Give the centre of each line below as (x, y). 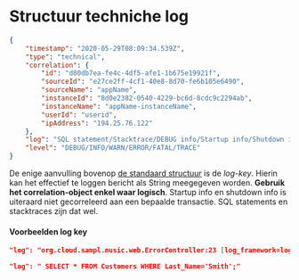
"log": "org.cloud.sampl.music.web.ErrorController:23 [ (117, 251)
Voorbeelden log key (48, 231)
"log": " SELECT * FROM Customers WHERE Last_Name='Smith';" (125, 267)
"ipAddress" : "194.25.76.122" (97, 123)
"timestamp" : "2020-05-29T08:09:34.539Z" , (105, 48)
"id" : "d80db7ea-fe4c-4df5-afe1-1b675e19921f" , (131, 73)
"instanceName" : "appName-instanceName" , (119, 106)
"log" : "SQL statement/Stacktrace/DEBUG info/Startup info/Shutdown (155, 140)
